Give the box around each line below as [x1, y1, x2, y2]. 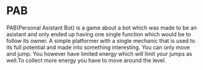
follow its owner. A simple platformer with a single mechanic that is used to [6, 37, 195, 44]
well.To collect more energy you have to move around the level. [6, 56, 167, 64]
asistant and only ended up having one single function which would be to [6, 30, 191, 37]
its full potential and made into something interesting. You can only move [6, 44, 190, 51]
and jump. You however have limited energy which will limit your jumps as [6, 50, 193, 57]
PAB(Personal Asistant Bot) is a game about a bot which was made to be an [6, 24, 197, 31]
